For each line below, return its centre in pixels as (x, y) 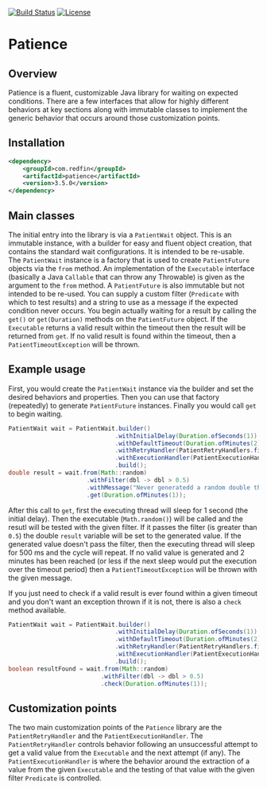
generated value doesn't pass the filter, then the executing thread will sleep (132, 543)
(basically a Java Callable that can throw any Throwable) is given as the (126, 277)
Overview (33, 73)
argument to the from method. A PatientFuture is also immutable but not (126, 285)
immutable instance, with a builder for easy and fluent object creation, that (130, 243)
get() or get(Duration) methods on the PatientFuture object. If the (118, 319)
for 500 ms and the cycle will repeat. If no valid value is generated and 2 (126, 552)
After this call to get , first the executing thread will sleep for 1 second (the (128, 510)
